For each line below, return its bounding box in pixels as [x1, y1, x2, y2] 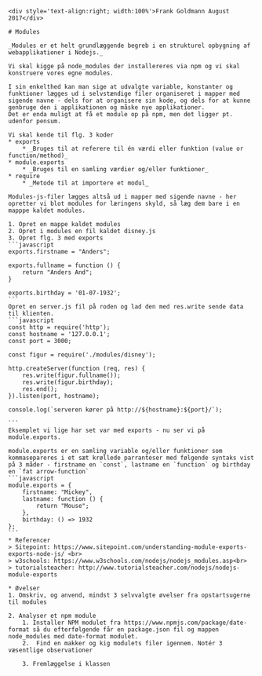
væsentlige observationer [8, 646, 93, 654]
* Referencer [8, 536, 51, 544]
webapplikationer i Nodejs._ [8, 49, 104, 57]
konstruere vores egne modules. [8, 69, 114, 77]
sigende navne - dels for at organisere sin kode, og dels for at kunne [8, 97, 251, 104]
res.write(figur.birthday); [22, 378, 114, 386]
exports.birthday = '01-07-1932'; [8, 289, 122, 297]
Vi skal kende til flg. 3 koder [8, 131, 114, 139]
